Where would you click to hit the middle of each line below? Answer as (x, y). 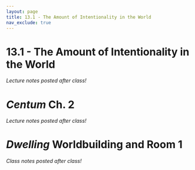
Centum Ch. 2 (40, 104)
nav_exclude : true (29, 22)
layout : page (22, 12)
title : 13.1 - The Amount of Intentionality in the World (79, 17)
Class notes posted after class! (44, 161)
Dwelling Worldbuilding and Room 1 (94, 145)
